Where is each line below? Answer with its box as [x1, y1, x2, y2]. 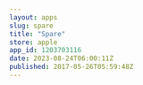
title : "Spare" [9, 29, 66, 38]
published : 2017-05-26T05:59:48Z [9, 63, 134, 72]
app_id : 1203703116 [9, 46, 82, 55]
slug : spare [9, 21, 54, 30]
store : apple [9, 37, 58, 47]
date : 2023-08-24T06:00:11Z [9, 54, 114, 63]
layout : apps [9, 12, 58, 22]
